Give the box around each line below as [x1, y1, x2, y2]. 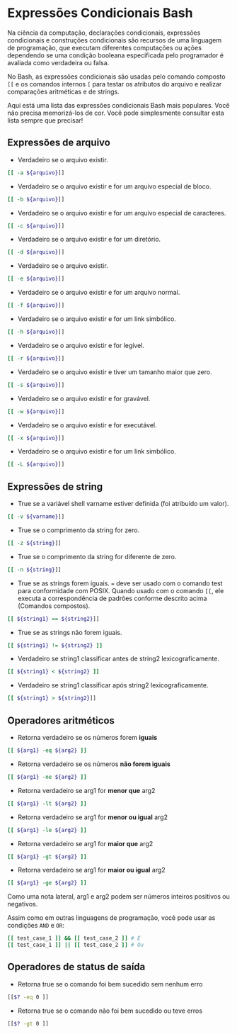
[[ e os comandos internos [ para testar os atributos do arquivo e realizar [7, 79, 222, 88]
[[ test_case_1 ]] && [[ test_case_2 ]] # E [7, 935, 141, 942]
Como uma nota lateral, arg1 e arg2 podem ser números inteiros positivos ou [7, 892, 230, 901]
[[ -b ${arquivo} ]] [7, 196, 65, 203]
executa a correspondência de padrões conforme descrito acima [17, 594, 207, 602]
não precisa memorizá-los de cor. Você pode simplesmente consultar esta [7, 108, 224, 117]
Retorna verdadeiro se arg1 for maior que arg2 [17, 839, 154, 848]
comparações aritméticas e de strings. [7, 87, 120, 96]
